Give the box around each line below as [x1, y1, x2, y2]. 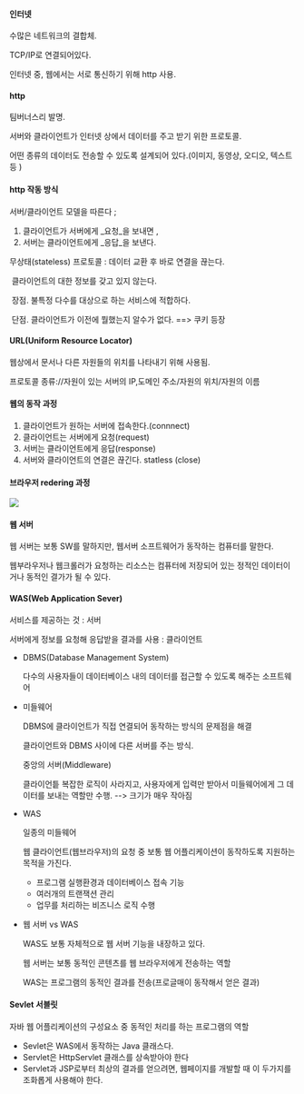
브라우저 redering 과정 [9, 477, 91, 488]
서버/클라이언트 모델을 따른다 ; [9, 205, 117, 217]
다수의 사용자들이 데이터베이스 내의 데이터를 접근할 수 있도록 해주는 [22, 671, 260, 681]
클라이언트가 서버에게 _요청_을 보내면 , [22, 225, 159, 236]
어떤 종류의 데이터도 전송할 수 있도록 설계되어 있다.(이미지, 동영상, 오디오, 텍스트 [9, 150, 293, 161]
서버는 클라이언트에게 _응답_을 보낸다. [22, 236, 157, 247]
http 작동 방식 [9, 184, 59, 194]
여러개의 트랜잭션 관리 [35, 888, 115, 899]
